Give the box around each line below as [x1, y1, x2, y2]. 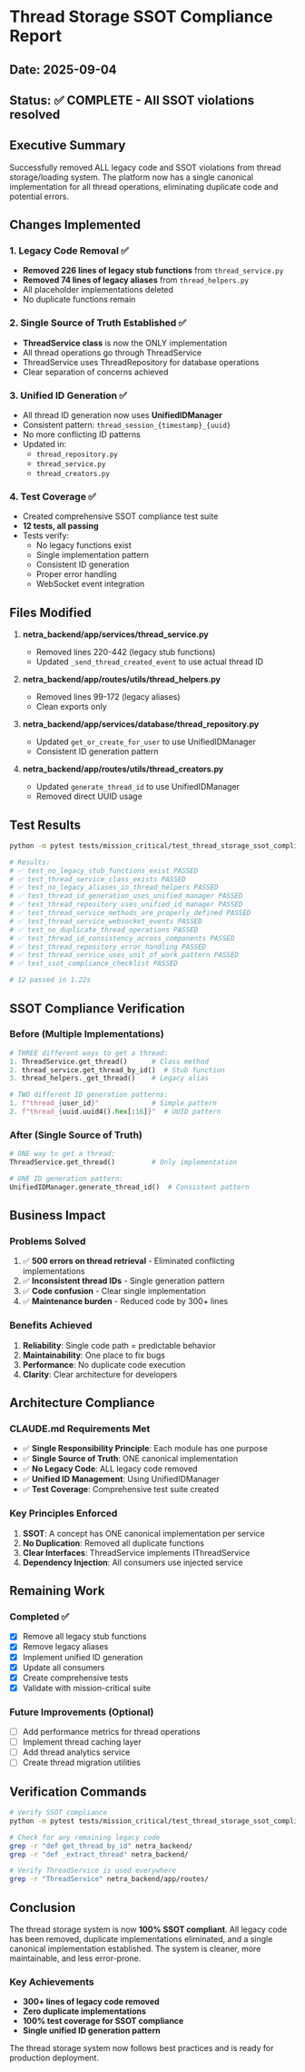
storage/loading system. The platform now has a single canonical [9, 171, 254, 183]
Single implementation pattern [35, 550, 150, 561]
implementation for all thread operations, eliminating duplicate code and [9, 181, 279, 192]
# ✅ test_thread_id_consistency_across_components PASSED [9, 933, 235, 942]
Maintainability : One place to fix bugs [22, 1350, 166, 1360]
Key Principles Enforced [9, 1507, 118, 1519]
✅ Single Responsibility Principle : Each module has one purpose [22, 1443, 268, 1454]
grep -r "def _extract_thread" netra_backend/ [9, 1849, 189, 1859]
